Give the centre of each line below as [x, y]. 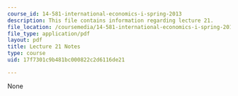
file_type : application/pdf [49, 34]
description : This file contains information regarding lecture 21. [110, 20]
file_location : [30, 27]
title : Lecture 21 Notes [44, 47]
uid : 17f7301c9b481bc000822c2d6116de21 [66, 60]
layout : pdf [25, 40]
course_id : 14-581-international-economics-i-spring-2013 [95, 14]
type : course [27, 54]
